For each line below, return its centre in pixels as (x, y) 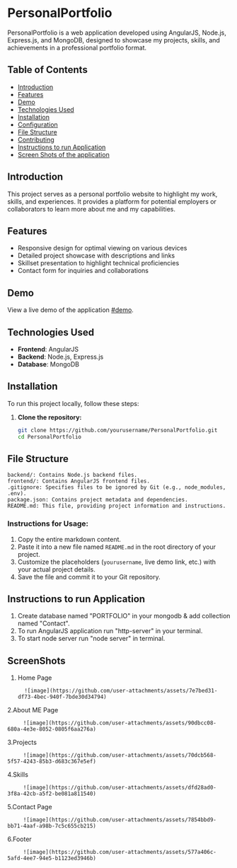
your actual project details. (56, 569)
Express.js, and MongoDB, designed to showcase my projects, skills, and (114, 40)
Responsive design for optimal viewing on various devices (102, 248)
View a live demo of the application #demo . (71, 310)
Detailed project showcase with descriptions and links (96, 255)
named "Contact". (44, 623)
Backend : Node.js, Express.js (60, 357)
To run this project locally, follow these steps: (73, 403)
